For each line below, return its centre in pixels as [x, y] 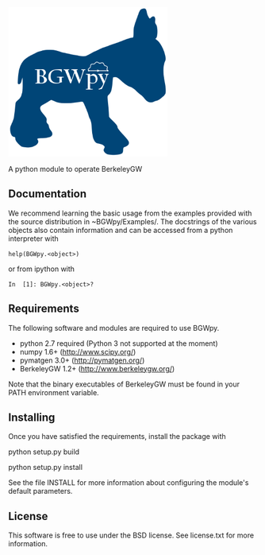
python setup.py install [46, 468]
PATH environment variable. [54, 392]
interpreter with [34, 239]
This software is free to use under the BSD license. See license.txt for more [131, 535]
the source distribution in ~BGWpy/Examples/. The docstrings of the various [132, 221]
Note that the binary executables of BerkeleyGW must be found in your [124, 384]
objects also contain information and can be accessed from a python [121, 230]
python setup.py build [44, 452]
